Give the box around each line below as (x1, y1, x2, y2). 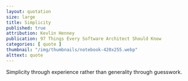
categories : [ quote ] (6, 42, 62, 48)
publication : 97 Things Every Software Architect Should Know (6, 36, 162, 42)
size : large (6, 14, 35, 20)
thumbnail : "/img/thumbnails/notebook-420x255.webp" (6, 47, 138, 53)
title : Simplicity (6, 19, 51, 25)
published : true (6, 25, 46, 31)
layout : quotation (6, 8, 51, 15)
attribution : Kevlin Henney (6, 31, 75, 36)
